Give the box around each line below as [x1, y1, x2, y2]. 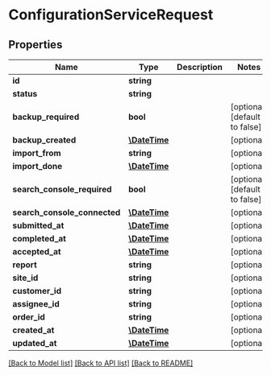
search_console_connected [12, 207, 121, 218]
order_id [12, 311, 46, 323]
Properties [8, 38, 63, 52]
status [12, 89, 38, 99]
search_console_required [12, 183, 112, 195]
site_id [12, 272, 39, 283]
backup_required [12, 111, 80, 122]
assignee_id [12, 299, 60, 309]
